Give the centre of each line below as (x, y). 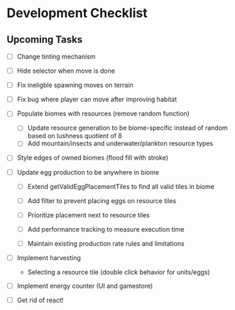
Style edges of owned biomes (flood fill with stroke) (92, 157)
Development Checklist (77, 13)
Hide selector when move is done (66, 71)
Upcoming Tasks (45, 40)
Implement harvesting (49, 257)
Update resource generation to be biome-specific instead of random (127, 128)
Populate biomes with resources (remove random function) (103, 114)
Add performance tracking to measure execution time (106, 229)
